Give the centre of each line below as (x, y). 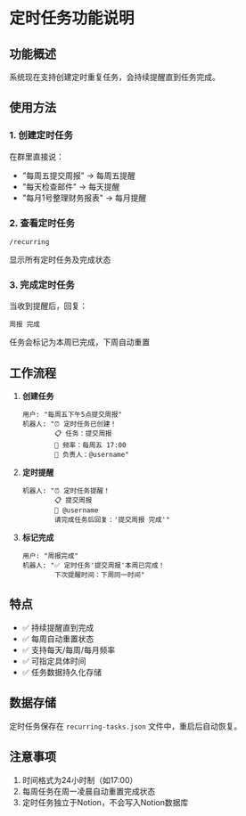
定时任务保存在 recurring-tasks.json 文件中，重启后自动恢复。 (126, 726)
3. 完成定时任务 (42, 284)
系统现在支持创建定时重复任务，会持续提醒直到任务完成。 (115, 77)
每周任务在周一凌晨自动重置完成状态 (89, 791)
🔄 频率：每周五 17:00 (90, 445)
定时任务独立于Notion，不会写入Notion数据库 (105, 802)
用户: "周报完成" (50, 556)
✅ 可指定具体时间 (54, 661)
